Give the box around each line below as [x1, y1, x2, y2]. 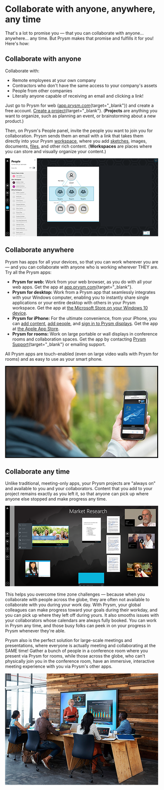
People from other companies [12, 87, 72, 94]
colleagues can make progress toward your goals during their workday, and [5, 607, 158, 613]
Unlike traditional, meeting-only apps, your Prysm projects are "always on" [5, 480, 156, 486]
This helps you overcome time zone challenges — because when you [5, 591, 145, 597]
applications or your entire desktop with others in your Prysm [12, 299, 136, 305]
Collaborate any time [5, 467, 70, 475]
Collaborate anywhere [5, 246, 74, 254]
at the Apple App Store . [12, 325, 60, 332]
